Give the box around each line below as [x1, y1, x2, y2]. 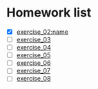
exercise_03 [16, 36, 51, 43]
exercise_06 [16, 59, 51, 67]
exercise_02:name [16, 28, 68, 36]
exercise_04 [16, 43, 51, 52]
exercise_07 [16, 67, 51, 75]
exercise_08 [16, 75, 51, 83]
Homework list [6, 5, 92, 21]
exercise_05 [16, 51, 51, 59]
